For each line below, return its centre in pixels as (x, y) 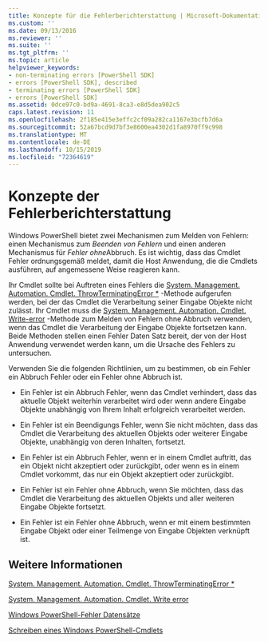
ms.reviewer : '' (35, 38)
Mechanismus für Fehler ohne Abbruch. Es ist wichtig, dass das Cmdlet (124, 253)
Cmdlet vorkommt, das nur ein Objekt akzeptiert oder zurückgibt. (126, 475)
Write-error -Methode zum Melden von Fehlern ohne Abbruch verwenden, (130, 319)
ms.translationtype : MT (48, 134)
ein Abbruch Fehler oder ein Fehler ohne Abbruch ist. (96, 377)
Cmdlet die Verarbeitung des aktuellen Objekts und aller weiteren (127, 498)
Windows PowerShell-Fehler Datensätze (75, 615)
